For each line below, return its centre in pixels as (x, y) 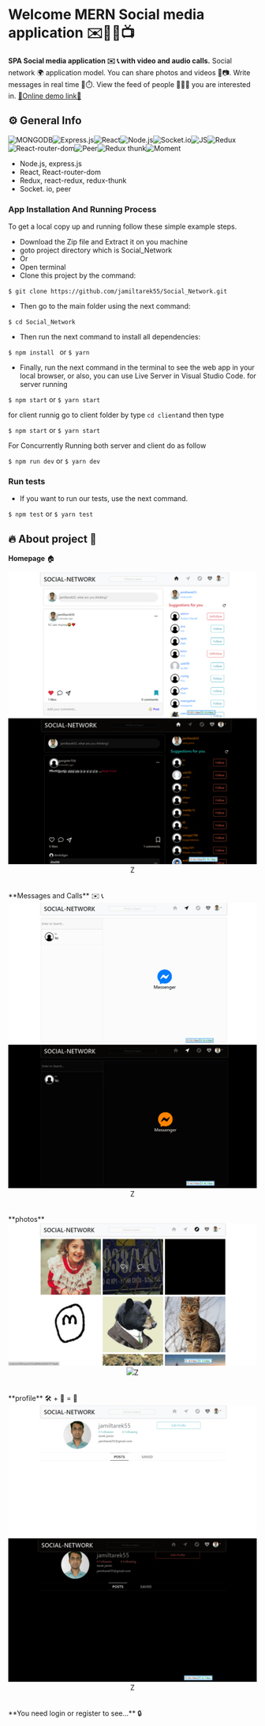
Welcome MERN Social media (106, 15)
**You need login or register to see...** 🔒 (75, 1713)
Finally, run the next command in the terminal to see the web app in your (137, 368)
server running (44, 385)
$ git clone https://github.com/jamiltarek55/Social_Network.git (118, 292)
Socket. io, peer (45, 188)
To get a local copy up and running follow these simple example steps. (123, 226)
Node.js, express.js (51, 163)
